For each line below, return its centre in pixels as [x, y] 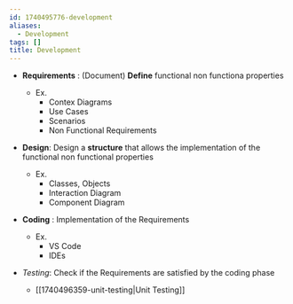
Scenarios [67, 121]
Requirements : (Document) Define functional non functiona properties [153, 75]
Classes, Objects [79, 183]
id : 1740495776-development [61, 17]
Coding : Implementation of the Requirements [106, 220]
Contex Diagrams [80, 102]
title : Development [45, 51]
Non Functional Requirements [103, 130]
